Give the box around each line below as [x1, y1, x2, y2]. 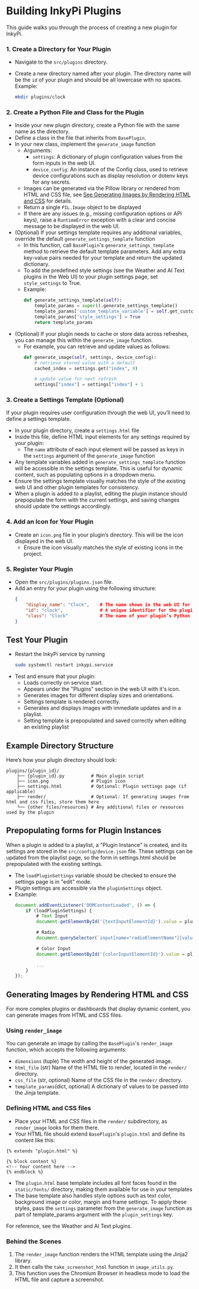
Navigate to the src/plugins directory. [14, 58, 108, 66]
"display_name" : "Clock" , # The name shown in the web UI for [25, 601, 191, 607]
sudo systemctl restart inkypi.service [14, 662, 114, 668]
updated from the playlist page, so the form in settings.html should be [6, 854, 176, 861]
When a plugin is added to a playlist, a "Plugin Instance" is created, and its [6, 841, 188, 848]
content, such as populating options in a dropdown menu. [14, 471, 156, 478]
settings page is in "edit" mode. [14, 878, 92, 885]
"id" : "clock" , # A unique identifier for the [25, 607, 177, 613]
